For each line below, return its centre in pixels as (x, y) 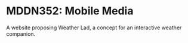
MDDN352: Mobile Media (70, 11)
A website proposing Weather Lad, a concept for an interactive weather (94, 27)
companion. (21, 33)
